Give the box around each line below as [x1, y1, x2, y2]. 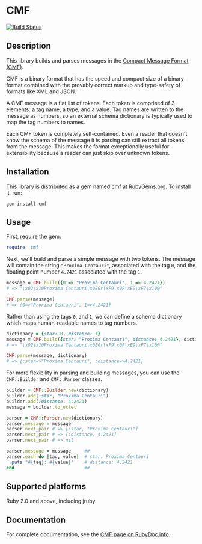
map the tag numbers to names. [6, 118, 85, 126]
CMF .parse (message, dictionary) [6, 353, 87, 359]
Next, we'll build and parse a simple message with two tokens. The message [6, 255, 195, 263]
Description [6, 41, 51, 51]
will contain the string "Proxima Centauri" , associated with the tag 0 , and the [6, 262, 196, 269]
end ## [6, 465, 90, 471]
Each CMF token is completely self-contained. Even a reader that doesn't [6, 130, 188, 137]
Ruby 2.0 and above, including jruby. [6, 497, 97, 505]
